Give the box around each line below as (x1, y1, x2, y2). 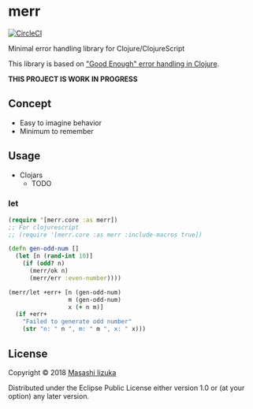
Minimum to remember (19, 126, 94, 136)
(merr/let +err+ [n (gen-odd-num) (8, 288, 122, 296)
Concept (8, 97, 52, 110)
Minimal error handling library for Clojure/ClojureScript (8, 43, 185, 53)
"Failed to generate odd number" (22, 318, 132, 325)
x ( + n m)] (68, 303, 104, 311)
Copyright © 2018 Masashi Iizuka (8, 367, 117, 377)
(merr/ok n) (28, 267, 69, 275)
